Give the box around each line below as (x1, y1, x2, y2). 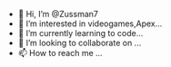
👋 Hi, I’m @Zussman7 (17, 9, 98, 19)
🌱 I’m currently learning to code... (17, 28, 144, 38)
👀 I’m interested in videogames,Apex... (17, 18, 163, 29)
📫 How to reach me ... (17, 48, 103, 58)
